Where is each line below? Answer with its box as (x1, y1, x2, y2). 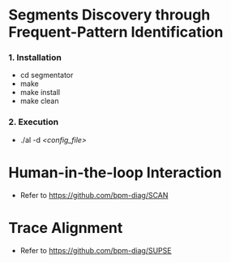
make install (19, 88, 61, 97)
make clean (19, 96, 59, 106)
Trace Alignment (8, 218, 123, 237)
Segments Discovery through (8, 6, 211, 24)
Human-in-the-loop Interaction (8, 163, 222, 182)
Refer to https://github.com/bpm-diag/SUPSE (19, 245, 172, 255)
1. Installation (8, 52, 62, 63)
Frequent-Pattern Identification (8, 23, 224, 41)
